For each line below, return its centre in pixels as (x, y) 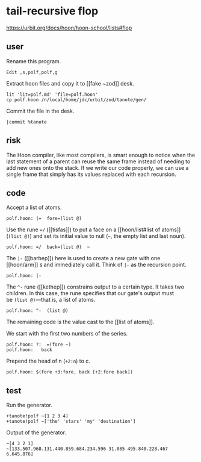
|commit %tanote (26, 122)
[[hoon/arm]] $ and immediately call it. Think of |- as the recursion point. (96, 265)
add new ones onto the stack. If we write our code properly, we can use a (97, 167)
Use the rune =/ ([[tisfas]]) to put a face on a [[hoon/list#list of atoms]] (94, 229)
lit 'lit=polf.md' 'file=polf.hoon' (52, 95)
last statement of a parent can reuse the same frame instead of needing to (98, 161)
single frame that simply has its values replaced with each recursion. (91, 174)
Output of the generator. (36, 432)
